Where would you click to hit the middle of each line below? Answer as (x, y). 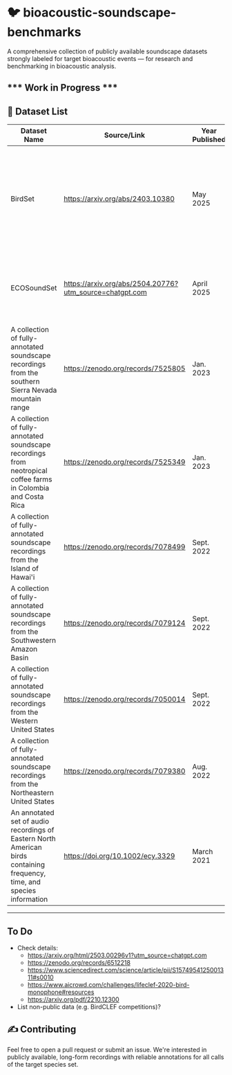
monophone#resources (61, 992)
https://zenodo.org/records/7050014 (124, 700)
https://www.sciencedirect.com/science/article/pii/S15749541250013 (126, 970)
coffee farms (31, 479)
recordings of (32, 830)
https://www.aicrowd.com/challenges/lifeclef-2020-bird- (108, 984)
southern (25, 382)
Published (209, 140)
